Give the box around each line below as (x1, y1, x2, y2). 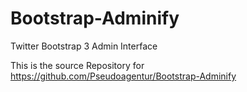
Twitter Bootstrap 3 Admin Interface (10, 40, 158, 52)
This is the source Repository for (10, 59, 145, 71)
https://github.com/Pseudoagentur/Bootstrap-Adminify (10, 70, 237, 82)
